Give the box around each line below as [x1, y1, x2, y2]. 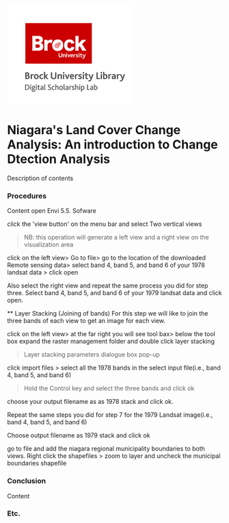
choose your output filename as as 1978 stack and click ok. [7, 398, 174, 406]
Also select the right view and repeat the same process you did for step [7, 281, 208, 290]
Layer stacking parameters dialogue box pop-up [23, 350, 161, 359]
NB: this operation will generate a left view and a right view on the [23, 233, 210, 242]
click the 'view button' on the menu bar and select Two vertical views [7, 220, 202, 228]
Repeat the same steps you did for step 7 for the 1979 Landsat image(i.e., [7, 411, 213, 419]
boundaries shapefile [7, 459, 67, 468]
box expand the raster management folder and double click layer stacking [7, 337, 215, 346]
